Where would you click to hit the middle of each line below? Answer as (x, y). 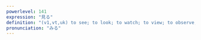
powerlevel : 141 (26, 11)
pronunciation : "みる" (34, 28)
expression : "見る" (30, 17)
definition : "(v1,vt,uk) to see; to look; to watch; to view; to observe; (102, 22)
